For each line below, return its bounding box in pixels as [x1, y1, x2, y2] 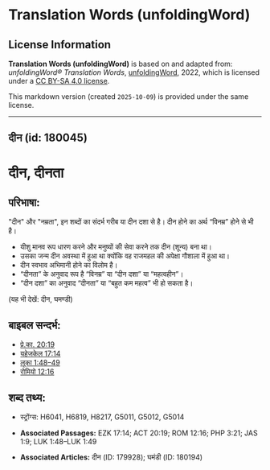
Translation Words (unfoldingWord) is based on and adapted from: [8, 59, 233, 68]
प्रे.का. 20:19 [19, 340, 55, 349]
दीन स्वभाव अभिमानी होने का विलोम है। [19, 260, 118, 270]
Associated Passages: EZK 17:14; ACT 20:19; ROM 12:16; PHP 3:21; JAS [19, 428, 259, 438]
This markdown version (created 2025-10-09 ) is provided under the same [8, 92, 249, 101]
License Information [8, 38, 111, 52]
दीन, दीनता [8, 163, 64, 182]
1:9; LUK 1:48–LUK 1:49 [19, 437, 97, 447]
